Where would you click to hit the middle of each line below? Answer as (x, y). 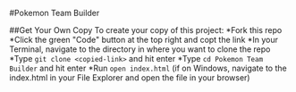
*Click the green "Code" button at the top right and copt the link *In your (144, 40)
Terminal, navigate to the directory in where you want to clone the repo (140, 49)
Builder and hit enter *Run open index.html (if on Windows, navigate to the (148, 68)
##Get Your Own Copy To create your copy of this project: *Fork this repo (146, 30)
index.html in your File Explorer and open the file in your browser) (130, 78)
